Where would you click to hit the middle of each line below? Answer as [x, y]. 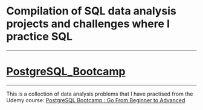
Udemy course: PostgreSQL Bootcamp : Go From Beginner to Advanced [96, 100]
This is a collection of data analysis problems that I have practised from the [100, 94]
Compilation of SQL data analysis [91, 11]
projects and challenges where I [88, 24]
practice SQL [39, 37]
